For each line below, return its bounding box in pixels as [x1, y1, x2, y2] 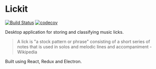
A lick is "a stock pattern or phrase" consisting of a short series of [17, 38, 150, 45]
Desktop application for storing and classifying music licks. [5, 29, 124, 35]
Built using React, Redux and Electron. [5, 58, 82, 64]
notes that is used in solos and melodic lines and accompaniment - [17, 44, 152, 49]
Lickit [5, 3, 28, 15]
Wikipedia [17, 49, 38, 55]
